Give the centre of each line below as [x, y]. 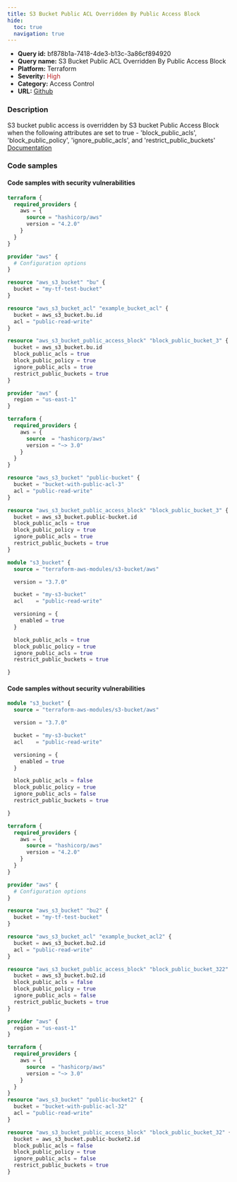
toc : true [28, 27]
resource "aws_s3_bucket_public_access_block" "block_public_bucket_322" [118, 969]
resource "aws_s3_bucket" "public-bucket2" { [75, 1100]
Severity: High [39, 76]
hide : [15, 21]
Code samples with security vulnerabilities [71, 183]
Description [28, 110]
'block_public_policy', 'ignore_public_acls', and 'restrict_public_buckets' [111, 140]
